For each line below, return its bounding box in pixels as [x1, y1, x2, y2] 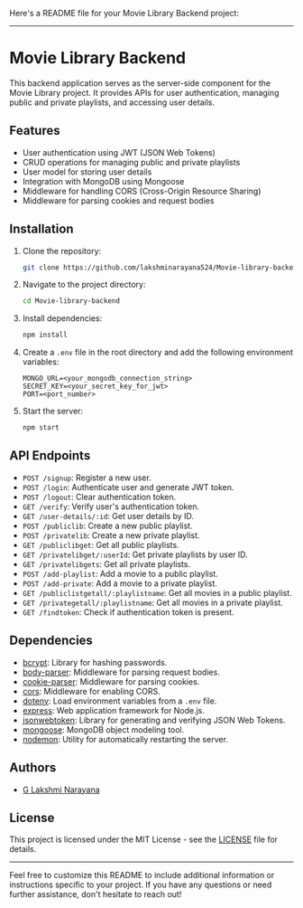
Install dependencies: [22, 313, 103, 324]
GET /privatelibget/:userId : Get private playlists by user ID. [22, 549, 248, 560]
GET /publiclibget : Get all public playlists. [22, 539, 179, 550]
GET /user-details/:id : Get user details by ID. [22, 510, 195, 521]
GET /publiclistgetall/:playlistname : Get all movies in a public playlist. [22, 587, 293, 598]
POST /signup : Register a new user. [22, 472, 151, 483]
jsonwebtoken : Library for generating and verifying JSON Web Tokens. [22, 714, 286, 725]
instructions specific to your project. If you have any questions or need [9, 879, 272, 890]
